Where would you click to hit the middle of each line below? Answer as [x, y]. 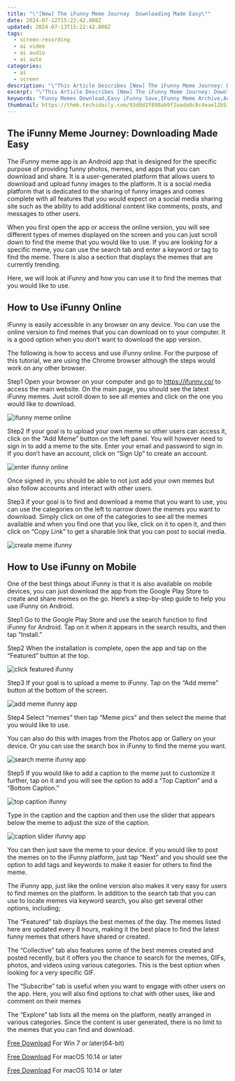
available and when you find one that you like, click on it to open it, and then [116, 524]
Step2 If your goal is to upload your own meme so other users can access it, [117, 431]
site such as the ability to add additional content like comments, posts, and [115, 206]
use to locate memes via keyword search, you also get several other [105, 901]
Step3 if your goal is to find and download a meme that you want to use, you [117, 502]
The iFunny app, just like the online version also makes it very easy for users [117, 886]
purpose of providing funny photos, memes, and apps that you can [104, 168]
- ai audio [29, 53]
